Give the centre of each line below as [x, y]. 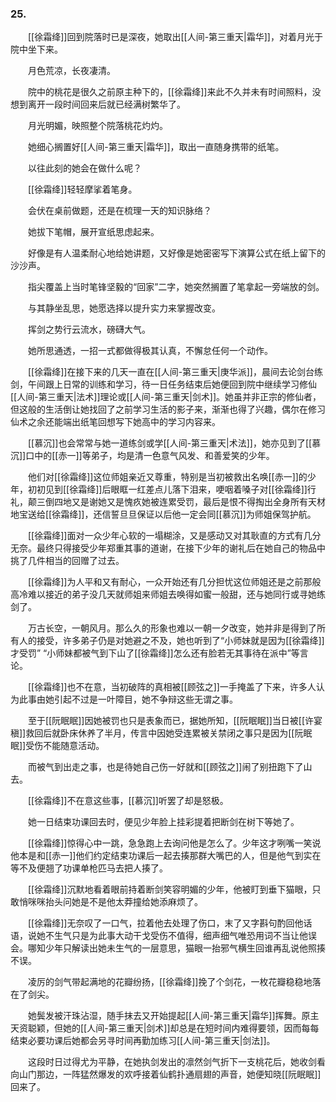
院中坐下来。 [36, 49]
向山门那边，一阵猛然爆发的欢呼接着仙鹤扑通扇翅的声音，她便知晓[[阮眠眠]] [166, 1074]
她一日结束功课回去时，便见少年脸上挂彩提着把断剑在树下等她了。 [163, 822]
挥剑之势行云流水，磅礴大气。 [89, 329]
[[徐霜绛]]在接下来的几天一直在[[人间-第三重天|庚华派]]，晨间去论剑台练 [175, 372]
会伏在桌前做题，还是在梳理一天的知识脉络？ [119, 211]
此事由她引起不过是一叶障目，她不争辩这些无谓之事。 [128, 699]
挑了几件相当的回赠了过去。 [67, 561]
